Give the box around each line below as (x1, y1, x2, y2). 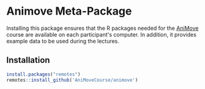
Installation (6, 55, 50, 65)
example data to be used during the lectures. (6, 37, 119, 44)
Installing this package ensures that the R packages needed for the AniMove (6, 24, 199, 32)
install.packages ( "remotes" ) (6, 71, 81, 77)
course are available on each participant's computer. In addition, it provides (6, 30, 197, 38)
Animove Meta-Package (6, 4, 132, 18)
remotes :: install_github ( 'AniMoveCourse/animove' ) (6, 77, 138, 83)
